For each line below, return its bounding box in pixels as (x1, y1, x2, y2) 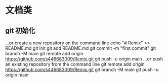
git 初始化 (5, 26, 35, 35)
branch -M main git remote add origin (5, 51, 83, 56)
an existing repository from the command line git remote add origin (5, 61, 145, 67)
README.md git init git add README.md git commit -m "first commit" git (5, 45, 156, 51)
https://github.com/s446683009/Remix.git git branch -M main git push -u (5, 66, 159, 72)
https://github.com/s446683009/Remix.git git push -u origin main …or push (5, 56, 163, 62)
